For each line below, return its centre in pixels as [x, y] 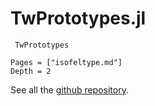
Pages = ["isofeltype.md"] [66, 62]
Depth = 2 [31, 71]
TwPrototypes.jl [78, 18]
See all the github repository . [69, 89]
